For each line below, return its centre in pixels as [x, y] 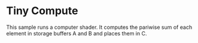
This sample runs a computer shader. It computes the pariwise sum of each [99, 27]
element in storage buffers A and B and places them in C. [77, 33]
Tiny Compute [42, 11]
